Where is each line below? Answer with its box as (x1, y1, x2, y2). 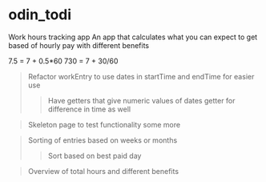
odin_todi (8, 6, 72, 24)
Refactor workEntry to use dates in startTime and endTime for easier (27, 71, 255, 81)
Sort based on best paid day (47, 151, 142, 160)
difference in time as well (47, 104, 131, 114)
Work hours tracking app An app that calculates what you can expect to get (8, 32, 258, 42)
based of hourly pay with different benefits (8, 40, 150, 50)
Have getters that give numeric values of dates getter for (47, 95, 236, 105)
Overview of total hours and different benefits (27, 166, 179, 176)
